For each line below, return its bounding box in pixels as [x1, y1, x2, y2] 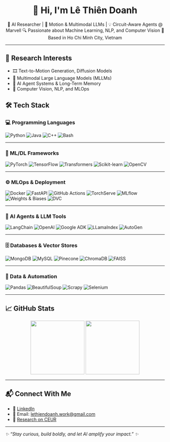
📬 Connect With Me [5, 389, 71, 399]
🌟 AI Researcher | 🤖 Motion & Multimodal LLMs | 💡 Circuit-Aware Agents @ [7, 21, 163, 27]
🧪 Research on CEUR [12, 416, 57, 422]
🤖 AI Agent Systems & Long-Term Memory [12, 80, 101, 86]
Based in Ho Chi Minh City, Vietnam [48, 34, 122, 40]
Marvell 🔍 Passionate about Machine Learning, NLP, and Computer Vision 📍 [6, 27, 164, 33]
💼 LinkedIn [12, 406, 35, 412]
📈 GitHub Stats [5, 304, 55, 313]
